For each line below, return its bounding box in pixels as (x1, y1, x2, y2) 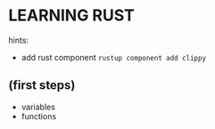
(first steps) (8, 77, 76, 93)
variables (21, 101, 55, 112)
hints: (8, 35, 29, 45)
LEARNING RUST (8, 5, 136, 26)
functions (21, 110, 57, 121)
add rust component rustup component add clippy (21, 52, 207, 62)
